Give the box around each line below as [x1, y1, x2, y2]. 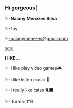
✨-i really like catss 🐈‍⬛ [5, 87, 54, 93]
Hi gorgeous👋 [5, 4, 38, 11]
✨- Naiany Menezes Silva [5, 16, 57, 22]
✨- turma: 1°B [5, 99, 33, 105]
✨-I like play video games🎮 [5, 65, 62, 71]
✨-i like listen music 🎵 [5, 77, 49, 83]
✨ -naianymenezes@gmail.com [5, 36, 68, 42]
